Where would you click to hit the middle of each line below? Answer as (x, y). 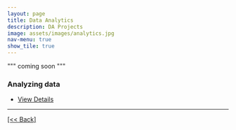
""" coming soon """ (37, 66)
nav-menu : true (29, 40)
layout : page (26, 14)
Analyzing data (34, 84)
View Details (35, 99)
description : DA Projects (45, 27)
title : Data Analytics (40, 20)
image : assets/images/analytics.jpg (61, 33)
